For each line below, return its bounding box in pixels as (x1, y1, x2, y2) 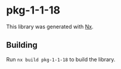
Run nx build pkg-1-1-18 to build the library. (6, 55, 116, 63)
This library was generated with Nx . (6, 23, 94, 30)
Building (6, 40, 38, 50)
